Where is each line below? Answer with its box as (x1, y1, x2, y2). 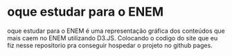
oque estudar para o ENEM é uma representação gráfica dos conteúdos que (7, 27, 225, 35)
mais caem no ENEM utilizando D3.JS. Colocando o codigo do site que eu (7, 33, 218, 42)
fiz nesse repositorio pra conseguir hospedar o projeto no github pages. (7, 41, 213, 49)
